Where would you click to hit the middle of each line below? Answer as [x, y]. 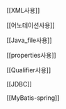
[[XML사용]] [23, 10]
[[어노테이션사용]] [31, 25]
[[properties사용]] [31, 55]
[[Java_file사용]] [30, 40]
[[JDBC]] [19, 84]
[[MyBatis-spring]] [33, 98]
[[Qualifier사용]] [29, 70]
